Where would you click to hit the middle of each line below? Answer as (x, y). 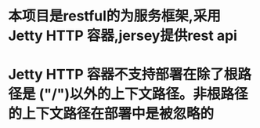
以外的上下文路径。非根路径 (159, 94)
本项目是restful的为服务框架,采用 (114, 16)
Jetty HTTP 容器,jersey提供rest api (123, 36)
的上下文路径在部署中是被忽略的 (111, 114)
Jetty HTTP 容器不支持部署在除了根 (123, 75)
